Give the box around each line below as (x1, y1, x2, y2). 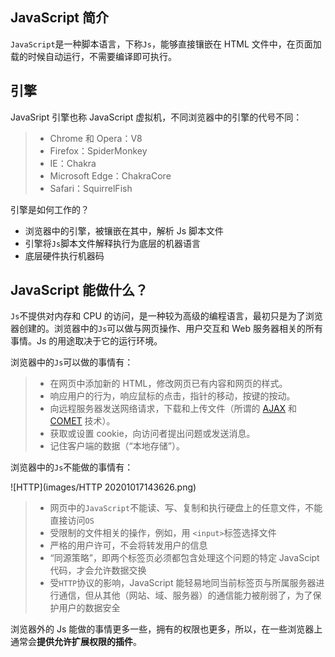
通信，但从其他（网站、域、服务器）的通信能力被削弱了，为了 (58, 589, 313, 602)
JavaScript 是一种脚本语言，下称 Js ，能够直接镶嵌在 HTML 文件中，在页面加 (10, 38, 322, 50)
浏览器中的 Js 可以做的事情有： (10, 356, 134, 368)
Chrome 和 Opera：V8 (49, 132, 143, 144)
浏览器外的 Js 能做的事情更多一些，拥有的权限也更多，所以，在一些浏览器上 (10, 623, 323, 635)
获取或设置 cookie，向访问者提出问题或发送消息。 (49, 428, 256, 440)
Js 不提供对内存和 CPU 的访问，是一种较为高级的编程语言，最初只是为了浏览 (10, 310, 323, 322)
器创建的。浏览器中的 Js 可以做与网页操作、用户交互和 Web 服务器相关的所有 (10, 323, 324, 335)
